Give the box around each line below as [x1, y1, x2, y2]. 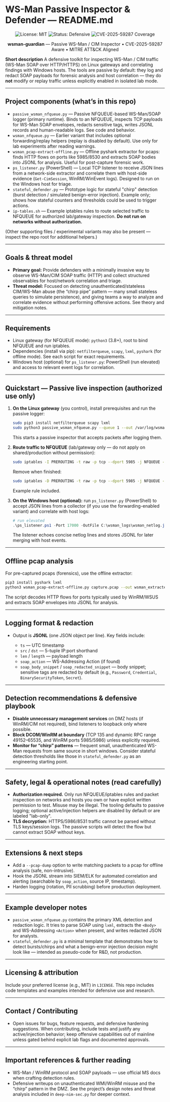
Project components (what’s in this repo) [5, 97, 137, 106]
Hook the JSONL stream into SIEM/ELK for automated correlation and [12, 873, 158, 879]
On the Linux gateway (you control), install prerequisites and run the [12, 405, 156, 412]
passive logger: [12, 411, 45, 417]
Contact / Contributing [5, 1007, 78, 1016]
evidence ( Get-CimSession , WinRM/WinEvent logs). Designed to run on [12, 175, 159, 181]
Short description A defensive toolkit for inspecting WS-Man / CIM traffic [5, 56, 159, 62]
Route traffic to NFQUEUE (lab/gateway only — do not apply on [12, 444, 146, 450]
